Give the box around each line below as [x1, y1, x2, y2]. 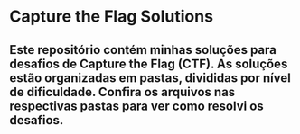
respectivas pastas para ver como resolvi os [9, 98, 264, 113]
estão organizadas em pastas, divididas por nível [9, 70, 291, 85]
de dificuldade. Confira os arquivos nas [9, 84, 236, 100]
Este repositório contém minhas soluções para [9, 42, 277, 58]
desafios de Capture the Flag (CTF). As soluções [9, 56, 288, 71]
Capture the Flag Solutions [9, 6, 214, 27]
